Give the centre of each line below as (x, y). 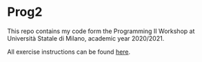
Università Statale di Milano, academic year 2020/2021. (86, 38)
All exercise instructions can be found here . (69, 52)
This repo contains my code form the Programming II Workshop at (101, 31)
